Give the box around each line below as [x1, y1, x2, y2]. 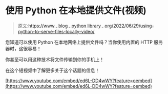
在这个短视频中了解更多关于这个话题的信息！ [5, 67, 100, 73]
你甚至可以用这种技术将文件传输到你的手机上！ [5, 56, 104, 62]
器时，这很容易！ [5, 45, 41, 51]
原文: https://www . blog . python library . [17, 23, 104, 29]
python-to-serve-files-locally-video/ [17, 28, 95, 34]
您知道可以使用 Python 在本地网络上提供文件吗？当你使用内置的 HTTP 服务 [5, 39, 163, 45]
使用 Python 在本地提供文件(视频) [5, 5, 147, 16]
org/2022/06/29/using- [104, 23, 154, 29]
